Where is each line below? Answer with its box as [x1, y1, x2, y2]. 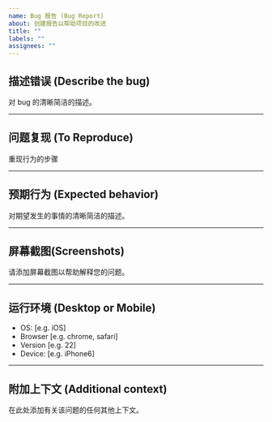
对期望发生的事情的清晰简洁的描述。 [8, 210, 130, 220]
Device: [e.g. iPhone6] [19, 349, 96, 359]
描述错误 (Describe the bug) [8, 74, 151, 88]
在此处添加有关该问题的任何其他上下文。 [8, 405, 143, 415]
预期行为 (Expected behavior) [8, 187, 159, 201]
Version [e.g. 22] [19, 340, 77, 350]
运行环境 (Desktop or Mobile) [8, 301, 156, 315]
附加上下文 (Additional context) [8, 382, 168, 396]
